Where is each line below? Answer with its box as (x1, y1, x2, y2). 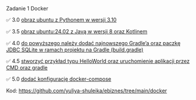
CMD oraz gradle (6, 64, 48, 71)
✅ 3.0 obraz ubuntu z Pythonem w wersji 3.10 (6, 16, 117, 23)
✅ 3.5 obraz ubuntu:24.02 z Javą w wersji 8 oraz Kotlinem (6, 28, 148, 35)
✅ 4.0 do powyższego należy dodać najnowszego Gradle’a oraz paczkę (6, 40, 181, 46)
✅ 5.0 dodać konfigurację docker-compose (6, 75, 112, 82)
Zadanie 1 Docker (6, 5, 48, 12)
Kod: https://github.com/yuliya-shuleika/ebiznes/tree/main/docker (6, 87, 167, 94)
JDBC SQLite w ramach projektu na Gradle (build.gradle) (6, 46, 143, 53)
